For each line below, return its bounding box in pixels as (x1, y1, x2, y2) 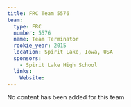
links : (13, 68, 33, 75)
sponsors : (13, 55, 42, 62)
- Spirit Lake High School (19, 61, 98, 68)
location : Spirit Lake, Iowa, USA (13, 49, 113, 56)
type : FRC (13, 23, 42, 30)
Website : (19, 74, 45, 81)
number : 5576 (13, 29, 51, 37)
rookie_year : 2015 (13, 42, 67, 49)
